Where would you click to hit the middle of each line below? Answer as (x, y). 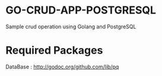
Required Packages (54, 50)
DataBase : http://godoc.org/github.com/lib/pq (62, 67)
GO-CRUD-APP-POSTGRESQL (81, 10)
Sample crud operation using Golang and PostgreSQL (71, 27)
